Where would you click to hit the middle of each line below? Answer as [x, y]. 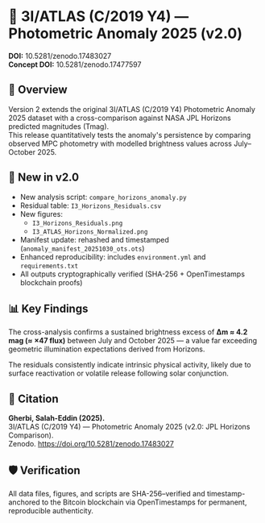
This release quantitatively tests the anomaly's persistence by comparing [130, 135]
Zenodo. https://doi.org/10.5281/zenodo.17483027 [91, 444]
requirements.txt [49, 266]
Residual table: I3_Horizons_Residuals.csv [91, 205]
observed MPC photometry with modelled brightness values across [120, 143]
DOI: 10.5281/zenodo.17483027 [60, 56]
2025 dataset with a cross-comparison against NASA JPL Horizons [120, 118]
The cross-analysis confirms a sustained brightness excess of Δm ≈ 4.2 [128, 332]
